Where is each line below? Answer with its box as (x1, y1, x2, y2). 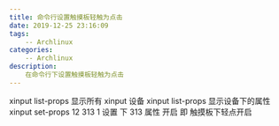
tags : (9, 29, 29, 38)
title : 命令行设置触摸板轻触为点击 (9, 12, 123, 22)
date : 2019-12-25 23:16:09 (9, 21, 109, 30)
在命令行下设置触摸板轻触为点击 (25, 70, 124, 79)
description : (9, 63, 58, 71)
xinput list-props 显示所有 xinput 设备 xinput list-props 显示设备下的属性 (9, 95, 271, 106)
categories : (9, 46, 53, 55)
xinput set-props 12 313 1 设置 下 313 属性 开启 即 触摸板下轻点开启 (9, 107, 252, 117)
